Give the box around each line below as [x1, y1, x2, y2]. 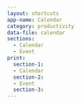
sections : [7, 36, 35, 42]
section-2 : [13, 73, 44, 81]
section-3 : [13, 86, 44, 93]
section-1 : [13, 61, 44, 68]
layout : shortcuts [7, 10, 59, 17]
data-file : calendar [7, 29, 66, 36]
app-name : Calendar [7, 16, 63, 23]
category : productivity [7, 23, 75, 29]
